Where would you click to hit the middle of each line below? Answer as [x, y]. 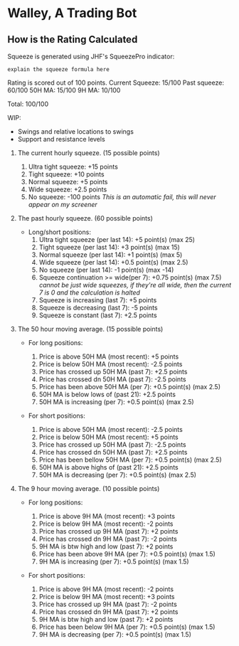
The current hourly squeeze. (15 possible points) [89, 153]
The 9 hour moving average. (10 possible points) [89, 488]
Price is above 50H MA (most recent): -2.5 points [111, 429]
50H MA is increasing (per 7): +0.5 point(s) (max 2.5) [116, 402]
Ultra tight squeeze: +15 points [73, 166]
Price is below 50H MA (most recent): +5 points [109, 437]
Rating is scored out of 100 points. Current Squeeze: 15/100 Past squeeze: [116, 83]
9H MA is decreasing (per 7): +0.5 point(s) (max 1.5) [115, 634]
